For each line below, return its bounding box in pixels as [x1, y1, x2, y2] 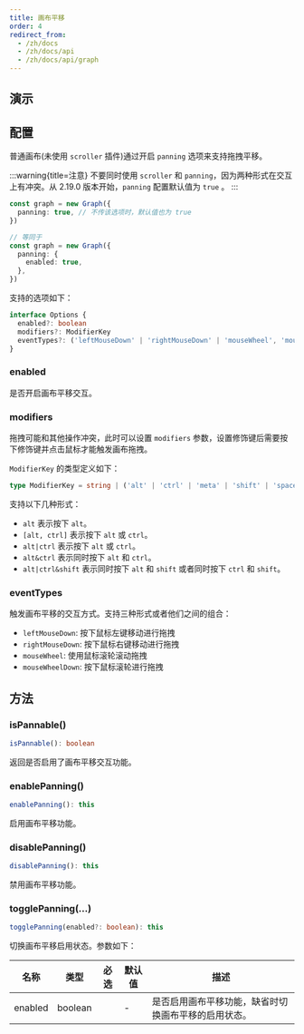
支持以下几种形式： [9, 498, 81, 509]
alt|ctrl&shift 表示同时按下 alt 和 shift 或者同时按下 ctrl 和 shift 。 [22, 563, 286, 574]
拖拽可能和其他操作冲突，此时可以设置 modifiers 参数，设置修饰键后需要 [9, 433, 280, 444]
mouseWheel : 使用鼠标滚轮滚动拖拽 [22, 650, 147, 661]
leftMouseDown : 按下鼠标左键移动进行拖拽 [22, 628, 176, 639]
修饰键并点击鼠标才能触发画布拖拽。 [16, 444, 152, 454]
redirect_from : [9, 30, 67, 39]
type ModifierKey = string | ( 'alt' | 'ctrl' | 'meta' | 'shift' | [9, 482, 270, 491]
